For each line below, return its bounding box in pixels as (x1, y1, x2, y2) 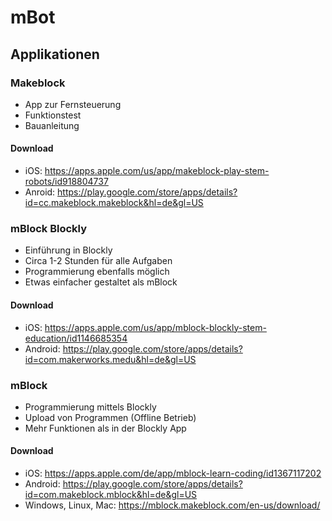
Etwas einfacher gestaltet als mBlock (24, 276, 178, 288)
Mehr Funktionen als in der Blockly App (24, 422, 187, 434)
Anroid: (24, 186, 56, 198)
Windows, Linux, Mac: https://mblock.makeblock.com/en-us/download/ (24, 499, 321, 511)
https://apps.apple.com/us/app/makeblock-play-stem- (44, 165, 270, 177)
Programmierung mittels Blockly (24, 401, 157, 413)
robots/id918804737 (24, 176, 109, 188)
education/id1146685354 (24, 332, 128, 344)
